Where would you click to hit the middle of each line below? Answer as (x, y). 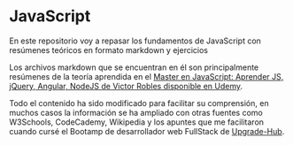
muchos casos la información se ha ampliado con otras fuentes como (136, 112)
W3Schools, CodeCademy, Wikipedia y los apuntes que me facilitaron (136, 122)
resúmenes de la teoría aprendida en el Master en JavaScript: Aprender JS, (146, 76)
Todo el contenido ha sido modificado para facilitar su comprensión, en (139, 103)
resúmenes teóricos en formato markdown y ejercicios (108, 50)
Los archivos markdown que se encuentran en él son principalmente (134, 67)
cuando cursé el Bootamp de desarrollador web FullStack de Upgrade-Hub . (147, 131)
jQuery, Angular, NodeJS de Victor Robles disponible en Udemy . (126, 86)
